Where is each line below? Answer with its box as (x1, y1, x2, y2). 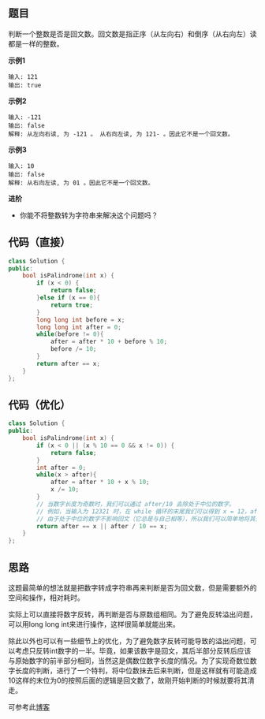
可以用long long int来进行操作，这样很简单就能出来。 (8, 620, 180, 628)
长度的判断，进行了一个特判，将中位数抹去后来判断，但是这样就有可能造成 (14, 666, 257, 675)
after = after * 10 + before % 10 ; (50, 337, 168, 346)
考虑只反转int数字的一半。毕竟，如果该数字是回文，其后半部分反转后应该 (14, 646, 252, 655)
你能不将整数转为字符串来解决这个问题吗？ (19, 210, 159, 220)
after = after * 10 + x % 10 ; (50, 479, 150, 486)
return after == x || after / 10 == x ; (36, 522, 168, 530)
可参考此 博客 (8, 702, 50, 711)
